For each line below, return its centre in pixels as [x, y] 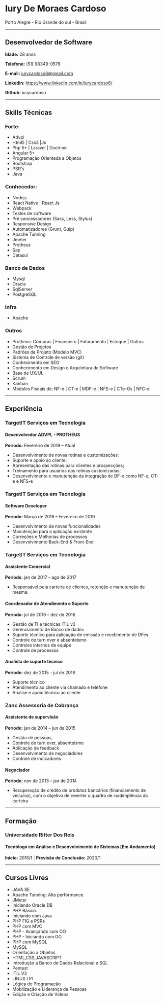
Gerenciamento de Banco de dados [48, 629]
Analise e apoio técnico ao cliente [46, 692]
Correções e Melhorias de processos [50, 537]
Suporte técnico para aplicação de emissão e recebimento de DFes [80, 635]
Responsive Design [32, 224]
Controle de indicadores [37, 758]
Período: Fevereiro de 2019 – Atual [40, 446]
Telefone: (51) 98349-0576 [33, 64]
